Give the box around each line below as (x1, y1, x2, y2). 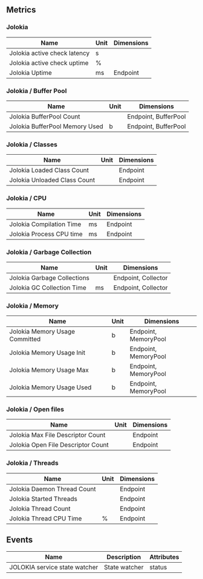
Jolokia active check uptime (9, 59, 89, 67)
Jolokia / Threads (6, 459, 59, 467)
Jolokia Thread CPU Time (9, 514, 82, 522)
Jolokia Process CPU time (9, 230, 83, 238)
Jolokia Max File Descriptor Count (9, 431, 106, 439)
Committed (9, 335, 41, 343)
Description (106, 552, 141, 561)
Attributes (149, 552, 179, 561)
